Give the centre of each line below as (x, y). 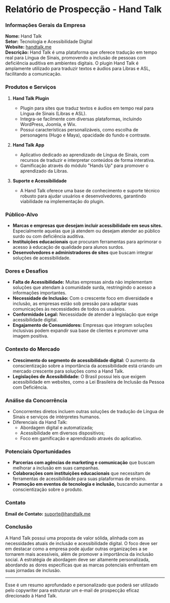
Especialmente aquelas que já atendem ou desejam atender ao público (86, 231)
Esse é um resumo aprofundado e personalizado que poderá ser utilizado (82, 585)
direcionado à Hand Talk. (31, 595)
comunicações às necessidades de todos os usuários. (69, 309)
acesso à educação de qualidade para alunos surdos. (68, 247)
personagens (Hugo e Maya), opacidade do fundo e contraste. (85, 135)
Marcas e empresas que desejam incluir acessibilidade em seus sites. (88, 226)
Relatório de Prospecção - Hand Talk (83, 9)
